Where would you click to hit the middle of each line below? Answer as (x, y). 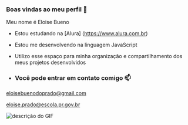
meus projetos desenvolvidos (50, 62)
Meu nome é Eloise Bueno (38, 22)
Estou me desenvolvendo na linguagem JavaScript (76, 45)
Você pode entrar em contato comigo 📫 (73, 78)
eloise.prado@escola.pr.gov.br (43, 104)
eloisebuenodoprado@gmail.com (46, 93)
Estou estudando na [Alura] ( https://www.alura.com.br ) (81, 33)
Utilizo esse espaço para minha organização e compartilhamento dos (98, 56)
